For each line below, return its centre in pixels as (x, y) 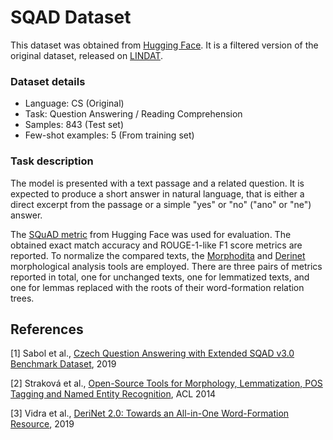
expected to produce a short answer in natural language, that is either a (157, 193)
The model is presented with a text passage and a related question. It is (157, 183)
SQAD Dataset (71, 17)
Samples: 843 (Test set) (74, 125)
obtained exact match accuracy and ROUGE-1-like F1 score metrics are (156, 245)
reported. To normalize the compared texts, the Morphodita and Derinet (158, 255)
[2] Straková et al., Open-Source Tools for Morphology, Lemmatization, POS (166, 383)
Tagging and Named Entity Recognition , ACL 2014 (113, 394)
